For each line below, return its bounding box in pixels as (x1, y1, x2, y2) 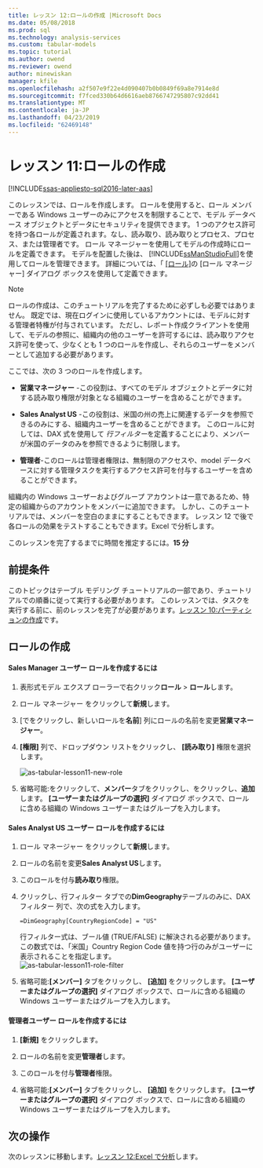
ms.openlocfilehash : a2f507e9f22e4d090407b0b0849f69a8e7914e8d (8, 84, 220, 93)
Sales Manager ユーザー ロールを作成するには (8, 663, 158, 673)
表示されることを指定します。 (19, 951, 116, 962)
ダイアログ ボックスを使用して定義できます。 (26, 268, 172, 278)
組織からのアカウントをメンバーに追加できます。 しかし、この (21, 502, 223, 511)
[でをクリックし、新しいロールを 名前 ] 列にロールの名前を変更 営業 (19, 716, 233, 725)
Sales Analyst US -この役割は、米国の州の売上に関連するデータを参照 (19, 409, 247, 418)
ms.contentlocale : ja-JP (8, 107, 89, 115)
